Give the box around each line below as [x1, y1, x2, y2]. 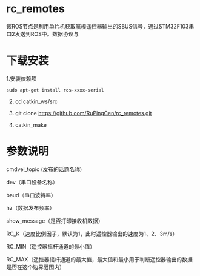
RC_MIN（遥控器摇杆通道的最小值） [6, 243, 96, 250]
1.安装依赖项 [6, 75, 37, 82]
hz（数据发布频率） [6, 204, 56, 211]
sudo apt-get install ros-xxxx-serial [6, 87, 104, 93]
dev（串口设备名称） [6, 178, 59, 186]
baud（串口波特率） [6, 191, 56, 198]
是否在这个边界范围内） [6, 263, 65, 271]
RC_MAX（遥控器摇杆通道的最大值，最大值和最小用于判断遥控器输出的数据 [6, 255, 193, 263]
